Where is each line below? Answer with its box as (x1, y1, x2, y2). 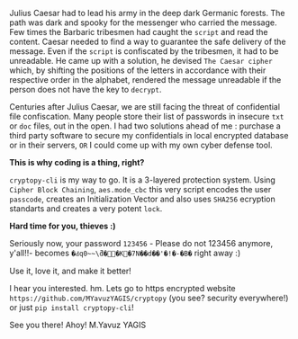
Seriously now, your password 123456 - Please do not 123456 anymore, (9, 238, 273, 248)
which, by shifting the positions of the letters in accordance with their (9, 65, 266, 76)
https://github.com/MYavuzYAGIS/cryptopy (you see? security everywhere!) (9, 292, 289, 303)
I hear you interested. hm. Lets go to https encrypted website (9, 283, 236, 293)
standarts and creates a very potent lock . (9, 203, 163, 214)
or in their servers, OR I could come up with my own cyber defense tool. (9, 139, 273, 150)
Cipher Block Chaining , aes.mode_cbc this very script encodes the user (9, 184, 272, 194)
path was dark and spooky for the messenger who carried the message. (9, 17, 277, 28)
